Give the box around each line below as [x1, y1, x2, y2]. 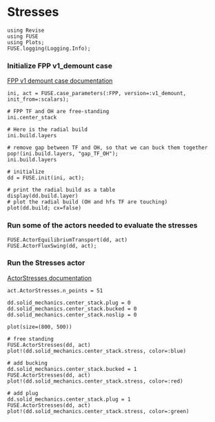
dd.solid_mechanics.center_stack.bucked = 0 [7, 305, 137, 312]
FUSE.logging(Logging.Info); [7, 45, 91, 52]
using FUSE [7, 32, 39, 40]
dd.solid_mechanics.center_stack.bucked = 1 [7, 365, 137, 372]
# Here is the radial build [7, 126, 88, 133]
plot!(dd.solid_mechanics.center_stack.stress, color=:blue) [7, 348, 187, 354]
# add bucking [7, 359, 48, 366]
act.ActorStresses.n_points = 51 [7, 287, 103, 294]
